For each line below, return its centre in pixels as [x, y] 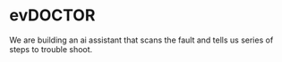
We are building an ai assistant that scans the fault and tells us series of [141, 40]
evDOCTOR [52, 15]
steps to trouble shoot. [51, 49]
